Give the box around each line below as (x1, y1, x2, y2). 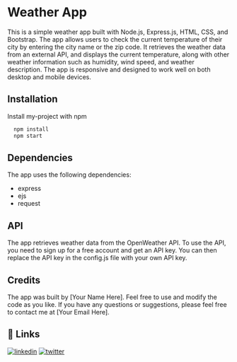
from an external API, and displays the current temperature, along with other (7, 50, 230, 59)
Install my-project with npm (7, 112, 87, 120)
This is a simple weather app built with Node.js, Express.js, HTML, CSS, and (7, 28, 229, 36)
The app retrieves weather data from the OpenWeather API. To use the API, (7, 238, 226, 247)
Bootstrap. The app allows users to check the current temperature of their (7, 35, 223, 43)
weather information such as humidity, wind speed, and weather (7, 57, 195, 66)
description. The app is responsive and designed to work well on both (7, 65, 211, 74)
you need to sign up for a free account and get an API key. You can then (7, 246, 217, 255)
